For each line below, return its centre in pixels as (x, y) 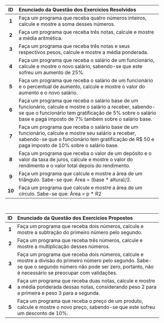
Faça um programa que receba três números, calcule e (80, 240)
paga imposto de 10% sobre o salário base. (69, 145)
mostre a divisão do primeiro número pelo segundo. (76, 261)
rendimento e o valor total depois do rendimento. (74, 165)
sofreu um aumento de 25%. (51, 72)
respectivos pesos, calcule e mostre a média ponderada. (83, 52)
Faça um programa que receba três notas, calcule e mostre (86, 32)
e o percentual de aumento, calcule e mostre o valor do (82, 87)
